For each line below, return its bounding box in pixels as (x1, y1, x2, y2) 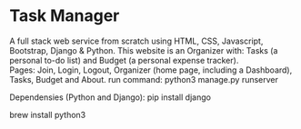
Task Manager (9, 5, 120, 26)
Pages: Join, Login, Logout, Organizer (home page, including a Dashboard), (9, 64, 293, 75)
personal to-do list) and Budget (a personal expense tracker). (9, 55, 239, 65)
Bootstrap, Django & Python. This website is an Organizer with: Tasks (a (9, 45, 278, 55)
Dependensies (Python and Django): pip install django (9, 92, 212, 103)
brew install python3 (9, 109, 86, 120)
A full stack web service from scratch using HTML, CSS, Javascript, (9, 35, 264, 46)
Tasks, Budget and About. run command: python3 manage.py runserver (9, 74, 279, 84)
